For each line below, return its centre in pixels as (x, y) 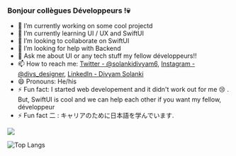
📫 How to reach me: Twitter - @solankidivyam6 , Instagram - (106, 64)
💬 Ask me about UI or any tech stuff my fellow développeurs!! (107, 56)
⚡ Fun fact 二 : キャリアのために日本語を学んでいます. (96, 116)
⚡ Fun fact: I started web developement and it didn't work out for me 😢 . (123, 90)
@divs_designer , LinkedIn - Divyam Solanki (80, 74)
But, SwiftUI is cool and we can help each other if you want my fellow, (119, 100)
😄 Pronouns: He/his (47, 82)
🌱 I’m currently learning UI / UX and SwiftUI (80, 33)
